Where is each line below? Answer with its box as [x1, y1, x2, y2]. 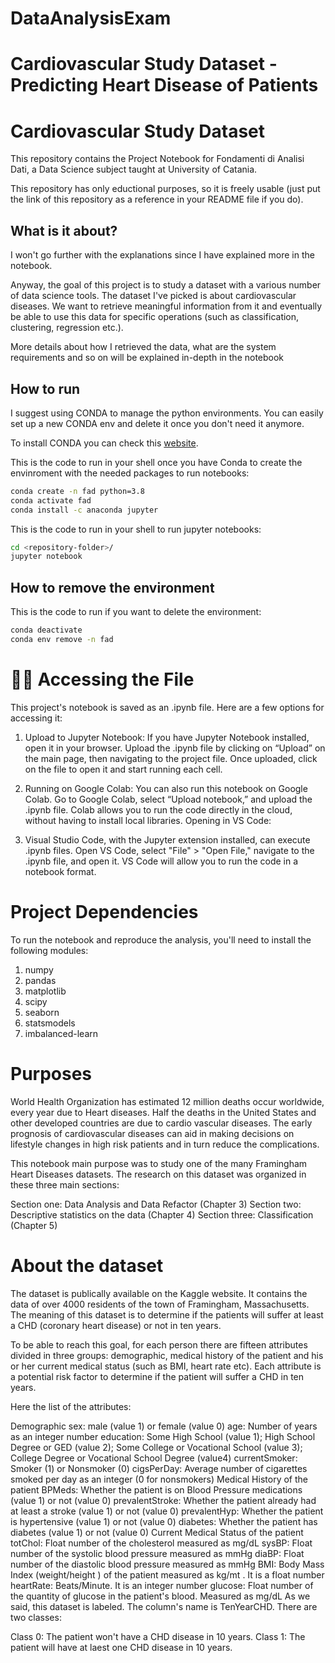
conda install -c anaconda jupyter [10, 505, 159, 515]
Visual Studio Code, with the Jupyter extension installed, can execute [24, 833, 311, 846]
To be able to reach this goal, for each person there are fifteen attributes [10, 1338, 308, 1351]
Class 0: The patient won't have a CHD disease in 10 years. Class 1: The [10, 1630, 306, 1642]
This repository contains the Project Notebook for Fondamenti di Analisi [10, 153, 305, 165]
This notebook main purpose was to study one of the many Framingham [10, 1157, 308, 1169]
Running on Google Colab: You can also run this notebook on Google [24, 782, 308, 794]
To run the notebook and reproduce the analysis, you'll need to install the [10, 933, 312, 946]
